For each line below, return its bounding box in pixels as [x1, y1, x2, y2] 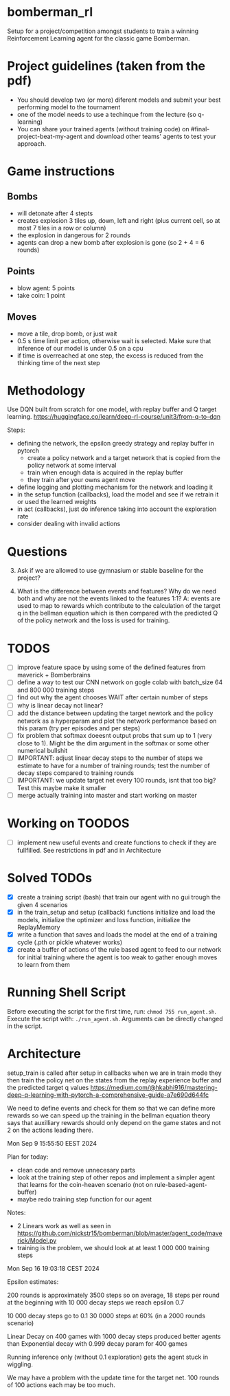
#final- [191, 124, 210, 133]
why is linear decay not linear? [16, 701, 104, 709]
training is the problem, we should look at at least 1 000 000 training [16, 1243, 210, 1252]
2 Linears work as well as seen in [16, 1221, 111, 1230]
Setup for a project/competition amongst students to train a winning [7, 27, 199, 35]
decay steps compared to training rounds [16, 768, 135, 777]
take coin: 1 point [16, 291, 65, 299]
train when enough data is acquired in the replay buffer [27, 468, 183, 477]
